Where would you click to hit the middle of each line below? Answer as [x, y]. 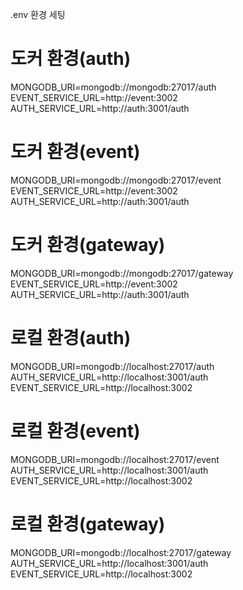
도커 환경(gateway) [88, 245]
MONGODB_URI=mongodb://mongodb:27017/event [116, 180]
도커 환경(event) [75, 152]
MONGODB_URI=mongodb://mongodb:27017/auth [113, 87]
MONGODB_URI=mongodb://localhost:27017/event [115, 459]
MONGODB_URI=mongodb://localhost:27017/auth [112, 366]
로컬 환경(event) [75, 430]
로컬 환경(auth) [71, 338]
